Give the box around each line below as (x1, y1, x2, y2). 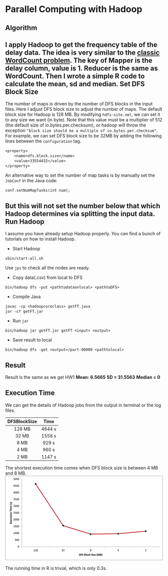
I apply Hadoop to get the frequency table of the (5, 40, 157, 49)
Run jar (12, 318, 29, 324)
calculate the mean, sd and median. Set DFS (5, 79, 145, 88)
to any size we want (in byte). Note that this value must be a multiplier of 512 (5, 117, 162, 123)
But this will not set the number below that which (5, 202, 160, 210)
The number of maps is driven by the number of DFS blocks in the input (5, 101, 153, 107)
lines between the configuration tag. (5, 138, 81, 144)
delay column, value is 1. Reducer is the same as (5, 64, 158, 72)
